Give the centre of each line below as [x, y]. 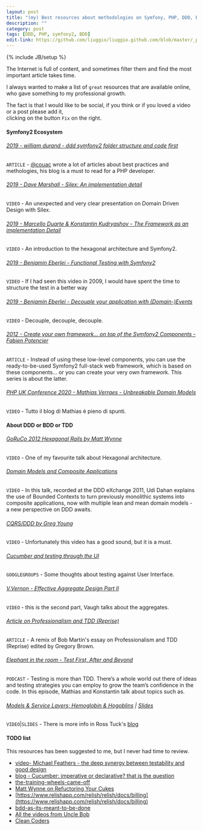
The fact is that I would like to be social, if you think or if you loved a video [98, 105]
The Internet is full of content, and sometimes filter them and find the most [99, 69]
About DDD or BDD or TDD [40, 425]
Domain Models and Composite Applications [62, 472]
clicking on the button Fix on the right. [54, 118]
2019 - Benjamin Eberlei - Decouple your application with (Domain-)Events [99, 302]
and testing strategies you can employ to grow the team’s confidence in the [100, 685]
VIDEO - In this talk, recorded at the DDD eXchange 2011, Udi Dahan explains [101, 490]
